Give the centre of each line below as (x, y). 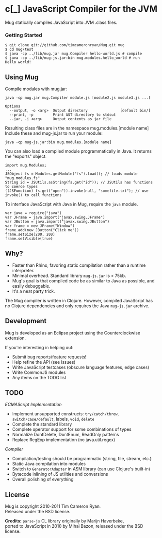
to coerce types (21, 187)
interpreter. (23, 270)
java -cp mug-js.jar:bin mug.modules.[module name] (58, 142)
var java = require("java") (33, 213)
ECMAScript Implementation (33, 405)
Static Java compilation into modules (49, 464)
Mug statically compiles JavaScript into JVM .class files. (61, 22)
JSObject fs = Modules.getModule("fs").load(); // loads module (71, 174)
